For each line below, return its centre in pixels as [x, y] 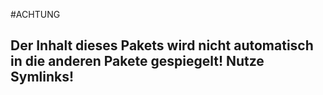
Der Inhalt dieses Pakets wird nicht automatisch [162, 45]
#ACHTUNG [35, 14]
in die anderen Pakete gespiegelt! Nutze [137, 61]
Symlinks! [42, 77]
